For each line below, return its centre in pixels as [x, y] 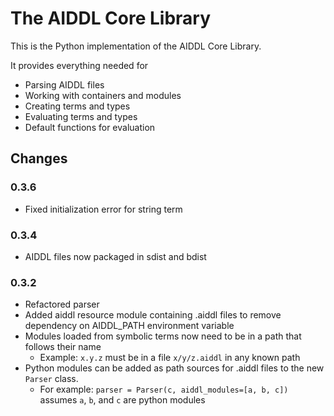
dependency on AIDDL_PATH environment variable [129, 326]
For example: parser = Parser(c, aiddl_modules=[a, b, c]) [164, 389]
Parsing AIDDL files [64, 84]
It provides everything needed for [79, 65]
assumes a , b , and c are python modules [122, 400]
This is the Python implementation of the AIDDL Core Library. [136, 46]
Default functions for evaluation [90, 127]
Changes [39, 158]
